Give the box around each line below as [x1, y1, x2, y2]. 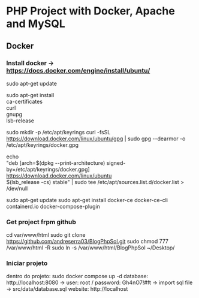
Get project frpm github [6, 218, 77, 226]
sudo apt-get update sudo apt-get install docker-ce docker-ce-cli [6, 196, 168, 203]
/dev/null [6, 185, 28, 192]
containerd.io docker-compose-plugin [6, 203, 101, 210]
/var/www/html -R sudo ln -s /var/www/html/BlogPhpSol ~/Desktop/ [6, 244, 175, 251]
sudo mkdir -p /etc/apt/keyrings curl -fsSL [6, 128, 111, 136]
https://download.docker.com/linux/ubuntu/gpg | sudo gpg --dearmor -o [6, 135, 186, 142]
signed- [106, 159, 126, 166]
